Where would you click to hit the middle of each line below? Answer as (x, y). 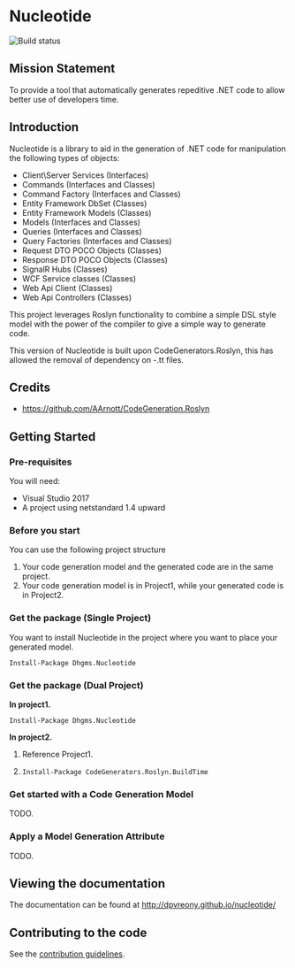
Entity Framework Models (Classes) (87, 212)
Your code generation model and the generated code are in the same (147, 567)
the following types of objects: (64, 157)
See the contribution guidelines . (67, 954)
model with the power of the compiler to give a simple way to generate (138, 324)
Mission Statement (62, 69)
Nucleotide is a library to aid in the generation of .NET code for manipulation (148, 149)
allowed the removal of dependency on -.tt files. (96, 359)
